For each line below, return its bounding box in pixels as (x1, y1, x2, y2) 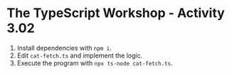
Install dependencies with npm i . (16, 43, 112, 52)
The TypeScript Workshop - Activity (6, 5, 225, 21)
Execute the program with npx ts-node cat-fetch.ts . (16, 58, 173, 67)
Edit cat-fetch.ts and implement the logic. (16, 51, 143, 60)
